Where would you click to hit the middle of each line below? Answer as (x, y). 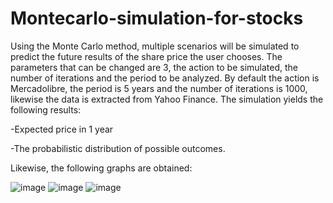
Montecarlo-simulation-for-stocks (157, 18)
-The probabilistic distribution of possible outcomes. (118, 148)
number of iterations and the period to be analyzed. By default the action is (165, 78)
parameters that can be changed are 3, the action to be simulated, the (154, 67)
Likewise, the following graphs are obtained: (101, 168)
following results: (46, 109)
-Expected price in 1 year (62, 129)
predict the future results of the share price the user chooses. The (146, 56)
